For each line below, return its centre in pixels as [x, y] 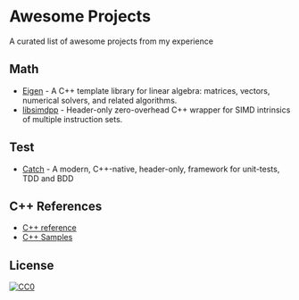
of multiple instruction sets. [72, 119]
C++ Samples [47, 237]
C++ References [56, 206]
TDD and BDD [48, 178]
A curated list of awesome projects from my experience [112, 41]
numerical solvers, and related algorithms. [100, 100]
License [32, 265]
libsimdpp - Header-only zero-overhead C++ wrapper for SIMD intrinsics [156, 110]
